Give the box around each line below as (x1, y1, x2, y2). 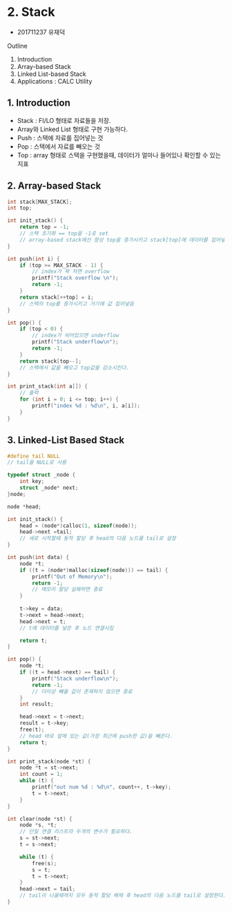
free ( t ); (19, 726, 45, 733)
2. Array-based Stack (7, 180, 101, 192)
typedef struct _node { (7, 471, 76, 479)
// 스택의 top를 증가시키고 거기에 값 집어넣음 (19, 300, 135, 307)
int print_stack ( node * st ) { (7, 758, 91, 765)
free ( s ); (32, 859, 57, 867)
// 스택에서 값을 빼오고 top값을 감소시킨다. (19, 364, 130, 371)
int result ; (19, 701, 54, 708)
